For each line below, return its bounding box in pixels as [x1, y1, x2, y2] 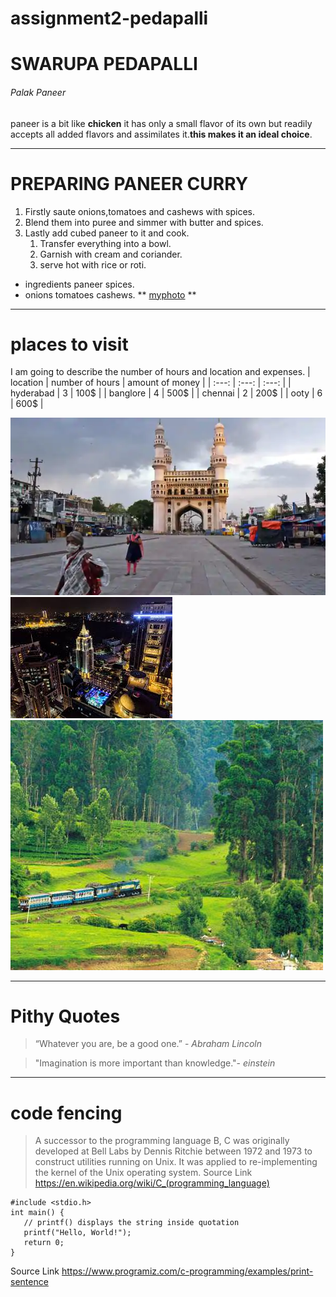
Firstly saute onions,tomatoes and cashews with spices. [24, 205, 256, 217]
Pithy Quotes [10, 1005, 121, 1027]
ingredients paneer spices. [24, 278, 135, 290]
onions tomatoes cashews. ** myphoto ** [24, 288, 197, 301]
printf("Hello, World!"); [23, 1228, 132, 1238]
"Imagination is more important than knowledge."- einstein [34, 1057, 276, 1069]
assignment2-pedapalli [10, 7, 209, 30]
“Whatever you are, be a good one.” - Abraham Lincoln [34, 1038, 262, 1050]
